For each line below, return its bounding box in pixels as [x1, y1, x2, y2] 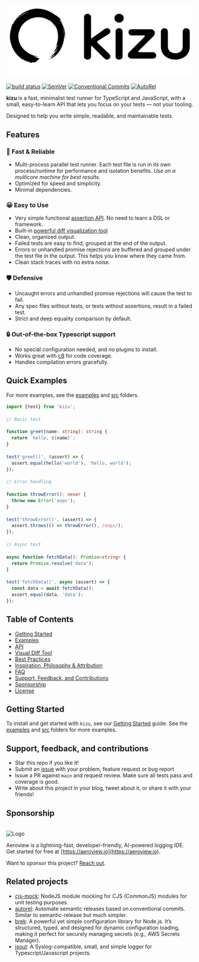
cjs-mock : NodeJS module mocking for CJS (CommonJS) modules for [14, 892, 187, 900]
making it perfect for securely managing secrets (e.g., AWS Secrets [14, 930, 180, 937]
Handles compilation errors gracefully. [14, 358, 109, 366]
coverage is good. [14, 778, 59, 786]
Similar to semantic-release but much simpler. [14, 911, 128, 919]
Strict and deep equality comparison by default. [14, 315, 132, 322]
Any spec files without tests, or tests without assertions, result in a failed [14, 302, 192, 310]
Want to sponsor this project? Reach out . [6, 860, 106, 867]
